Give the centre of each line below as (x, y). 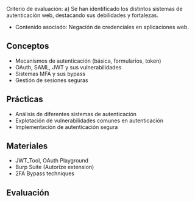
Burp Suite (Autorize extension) (55, 167)
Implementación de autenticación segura (66, 127)
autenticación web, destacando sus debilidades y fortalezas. (82, 15)
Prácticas (25, 99)
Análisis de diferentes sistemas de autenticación (76, 114)
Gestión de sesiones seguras (51, 80)
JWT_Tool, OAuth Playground (52, 161)
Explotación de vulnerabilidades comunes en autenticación (89, 120)
